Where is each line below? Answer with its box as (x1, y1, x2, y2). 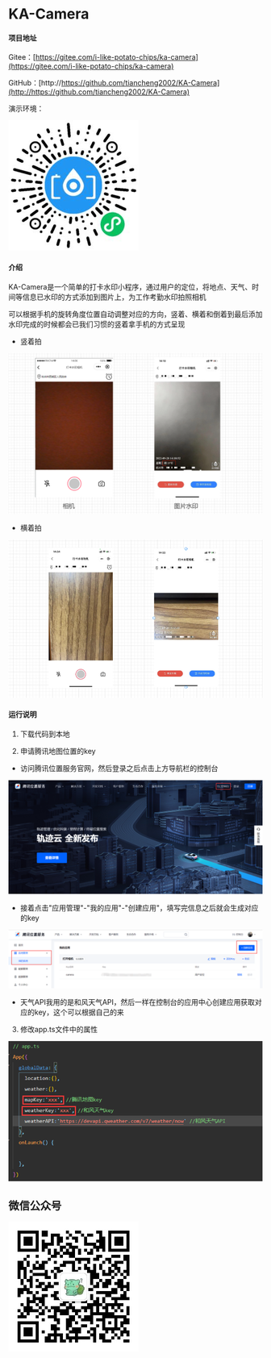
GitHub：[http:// (8, 78, 62, 88)
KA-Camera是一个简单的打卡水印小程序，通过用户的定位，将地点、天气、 (8, 281, 252, 291)
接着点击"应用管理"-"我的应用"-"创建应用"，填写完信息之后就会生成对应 (19, 902, 259, 912)
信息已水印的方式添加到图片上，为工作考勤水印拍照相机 (22, 292, 206, 302)
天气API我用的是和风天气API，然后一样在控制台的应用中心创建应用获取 (19, 997, 256, 1006)
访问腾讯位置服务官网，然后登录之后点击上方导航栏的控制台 (19, 763, 219, 773)
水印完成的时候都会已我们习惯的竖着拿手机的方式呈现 (8, 319, 186, 329)
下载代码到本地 (19, 729, 70, 739)
